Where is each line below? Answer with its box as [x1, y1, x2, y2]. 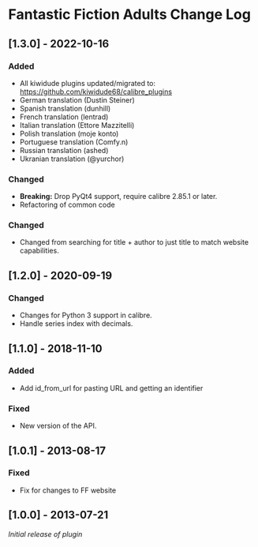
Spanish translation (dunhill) [19, 103, 111, 113]
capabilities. [19, 246, 59, 256]
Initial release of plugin [8, 529, 83, 538]
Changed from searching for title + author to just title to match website [19, 238, 249, 247]
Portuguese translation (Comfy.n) [19, 137, 129, 147]
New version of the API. [19, 421, 97, 431]
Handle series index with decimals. [19, 319, 133, 328]
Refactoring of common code [19, 200, 116, 210]
